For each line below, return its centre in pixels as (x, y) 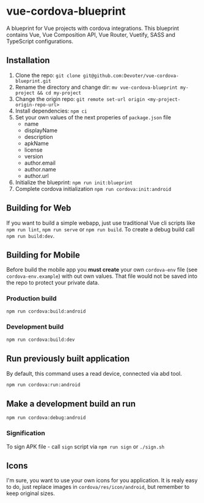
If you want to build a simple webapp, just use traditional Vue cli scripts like (101, 223)
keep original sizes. (31, 493)
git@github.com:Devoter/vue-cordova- (131, 76)
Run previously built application (68, 359)
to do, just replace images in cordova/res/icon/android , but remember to (98, 487)
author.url (36, 176)
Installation (28, 60)
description (38, 136)
